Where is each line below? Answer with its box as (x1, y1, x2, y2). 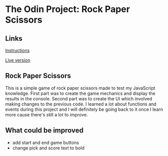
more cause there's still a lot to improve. (5, 111, 88, 117)
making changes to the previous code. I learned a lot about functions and (5, 101, 156, 107)
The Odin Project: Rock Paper (5, 4, 130, 15)
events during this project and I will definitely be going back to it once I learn (5, 106, 163, 112)
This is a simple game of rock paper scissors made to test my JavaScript (5, 85, 155, 91)
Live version (5, 57, 31, 63)
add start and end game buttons (12, 139, 79, 145)
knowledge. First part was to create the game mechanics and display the (5, 90, 155, 96)
